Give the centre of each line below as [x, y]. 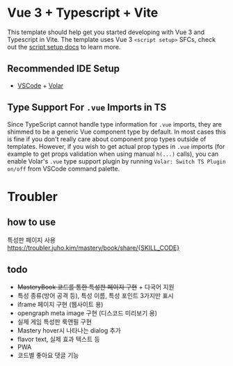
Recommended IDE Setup [64, 69]
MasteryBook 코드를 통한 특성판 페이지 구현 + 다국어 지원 [96, 287]
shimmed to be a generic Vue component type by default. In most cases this [116, 132]
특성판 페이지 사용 [31, 240]
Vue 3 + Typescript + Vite [83, 13]
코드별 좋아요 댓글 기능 [48, 356]
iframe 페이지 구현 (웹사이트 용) [60, 305]
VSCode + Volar [40, 86]
